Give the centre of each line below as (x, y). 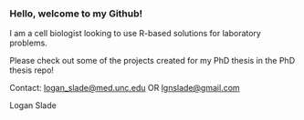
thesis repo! (32, 70)
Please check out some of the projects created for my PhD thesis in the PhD (152, 61)
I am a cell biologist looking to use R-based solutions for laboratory (136, 34)
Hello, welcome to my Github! (76, 14)
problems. (28, 43)
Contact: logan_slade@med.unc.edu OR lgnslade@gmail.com (125, 88)
